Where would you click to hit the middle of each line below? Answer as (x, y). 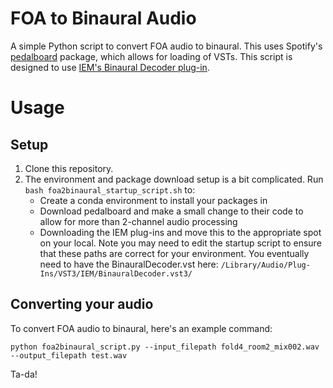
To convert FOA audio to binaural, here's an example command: (141, 328)
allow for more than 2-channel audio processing (138, 221)
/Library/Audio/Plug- (265, 265)
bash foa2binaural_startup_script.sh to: (110, 189)
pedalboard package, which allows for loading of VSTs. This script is (151, 56)
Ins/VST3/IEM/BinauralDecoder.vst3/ (116, 273)
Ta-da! (24, 374)
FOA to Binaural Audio (103, 18)
